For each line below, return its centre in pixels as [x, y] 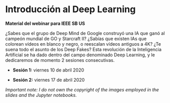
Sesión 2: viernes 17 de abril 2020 [49, 80]
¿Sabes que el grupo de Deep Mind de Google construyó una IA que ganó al [85, 33]
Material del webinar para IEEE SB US [45, 23]
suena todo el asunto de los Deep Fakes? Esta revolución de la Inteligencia [83, 49]
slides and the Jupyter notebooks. [41, 95]
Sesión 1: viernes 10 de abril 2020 [48, 70]
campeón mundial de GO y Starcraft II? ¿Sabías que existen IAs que [76, 39]
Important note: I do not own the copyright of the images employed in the [82, 89]
